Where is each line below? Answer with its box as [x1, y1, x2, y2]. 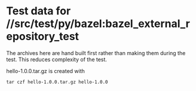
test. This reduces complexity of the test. [6, 56, 108, 63]
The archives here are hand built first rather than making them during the [6, 49, 186, 56]
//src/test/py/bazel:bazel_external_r [6, 17, 190, 31]
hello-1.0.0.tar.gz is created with [6, 67, 85, 74]
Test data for [6, 4, 71, 18]
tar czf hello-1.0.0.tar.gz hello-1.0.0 [6, 79, 109, 85]
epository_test [6, 30, 79, 43]
